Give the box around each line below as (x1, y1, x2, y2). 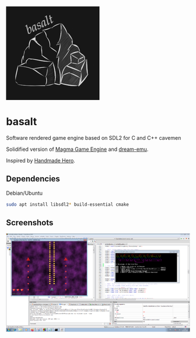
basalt (6, 115, 37, 129)
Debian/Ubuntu (6, 189, 43, 196)
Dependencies (6, 174, 60, 184)
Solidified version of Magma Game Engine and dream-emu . (6, 146, 149, 153)
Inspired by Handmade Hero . (6, 157, 76, 164)
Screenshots (6, 218, 54, 228)
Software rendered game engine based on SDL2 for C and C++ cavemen (6, 134, 181, 141)
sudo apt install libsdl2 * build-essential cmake (6, 201, 129, 208)
